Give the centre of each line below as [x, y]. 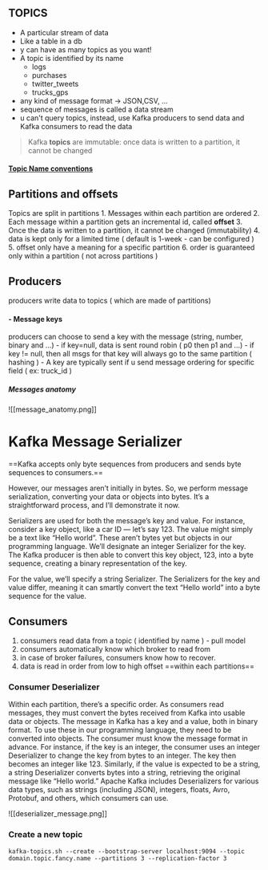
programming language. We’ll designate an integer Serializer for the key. [127, 547]
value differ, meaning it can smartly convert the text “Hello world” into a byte [134, 587]
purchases [49, 75]
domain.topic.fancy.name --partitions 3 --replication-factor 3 [118, 858]
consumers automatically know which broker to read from [115, 648]
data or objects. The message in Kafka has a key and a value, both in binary [133, 722]
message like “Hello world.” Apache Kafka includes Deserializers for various [134, 781]
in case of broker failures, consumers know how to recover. [118, 657]
